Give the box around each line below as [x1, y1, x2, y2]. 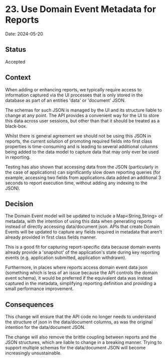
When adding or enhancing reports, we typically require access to [5, 86, 142, 92]
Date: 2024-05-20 [5, 31, 44, 37]
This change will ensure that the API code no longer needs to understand [5, 314, 156, 320]
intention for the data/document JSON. [5, 324, 86, 330]
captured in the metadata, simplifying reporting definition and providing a [5, 280, 156, 287]
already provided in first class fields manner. [5, 234, 97, 240]
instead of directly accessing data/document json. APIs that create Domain [5, 223, 160, 229]
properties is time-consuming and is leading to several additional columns [5, 143, 158, 149]
